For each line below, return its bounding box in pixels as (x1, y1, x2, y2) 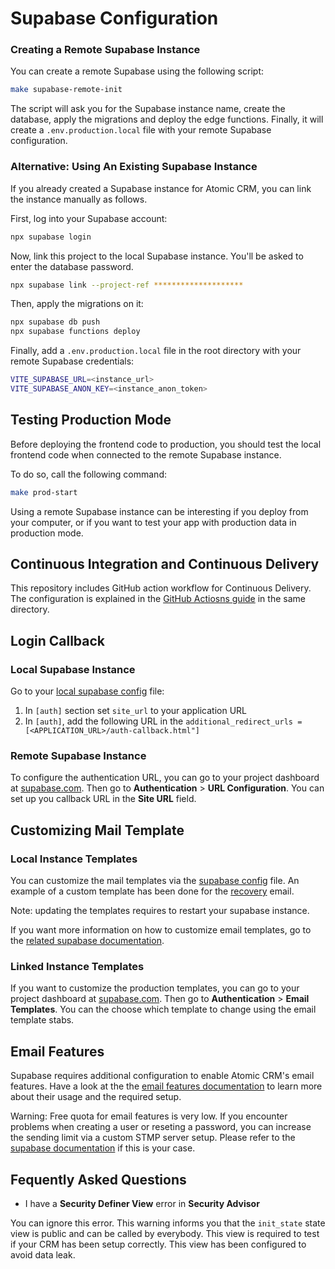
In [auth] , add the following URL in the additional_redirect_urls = (24, 715, 303, 727)
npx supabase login (10, 232, 92, 242)
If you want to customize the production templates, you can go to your (10, 982, 300, 994)
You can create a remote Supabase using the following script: (10, 65, 264, 77)
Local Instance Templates (10, 852, 138, 866)
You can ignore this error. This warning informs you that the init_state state (10, 1217, 326, 1229)
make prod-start (10, 487, 78, 497)
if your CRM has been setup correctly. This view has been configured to (10, 1238, 307, 1250)
